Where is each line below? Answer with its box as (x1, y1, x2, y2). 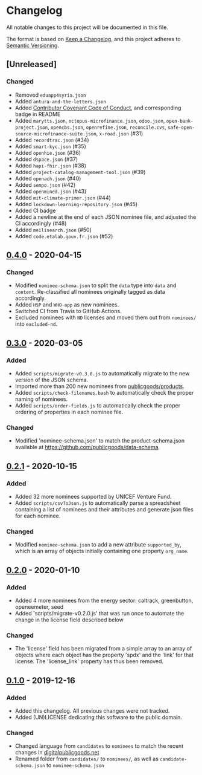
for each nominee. (14, 512, 61, 519)
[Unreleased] (6, 59, 57, 70)
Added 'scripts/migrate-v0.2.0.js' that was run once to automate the (14, 609, 185, 617)
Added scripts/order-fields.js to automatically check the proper (14, 402, 181, 409)
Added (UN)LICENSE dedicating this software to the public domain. (14, 713, 183, 721)
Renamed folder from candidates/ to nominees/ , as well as (14, 755, 159, 762)
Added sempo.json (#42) (14, 181, 76, 188)
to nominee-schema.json (46, 762, 104, 769)
